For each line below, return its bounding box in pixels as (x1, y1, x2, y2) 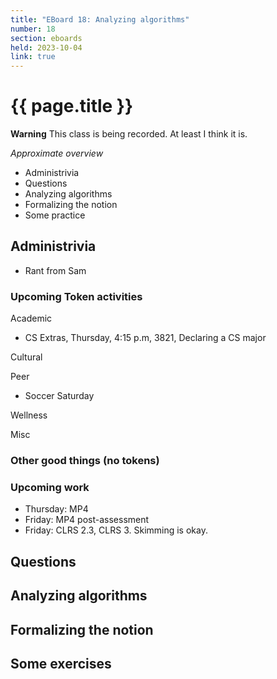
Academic (10, 312, 53, 325)
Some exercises (10, 655, 112, 672)
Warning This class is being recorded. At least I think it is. (10, 128, 248, 140)
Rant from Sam (24, 264, 87, 276)
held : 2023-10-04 (10, 42, 83, 53)
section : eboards (10, 33, 83, 43)
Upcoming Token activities (10, 289, 143, 303)
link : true (10, 52, 56, 62)
